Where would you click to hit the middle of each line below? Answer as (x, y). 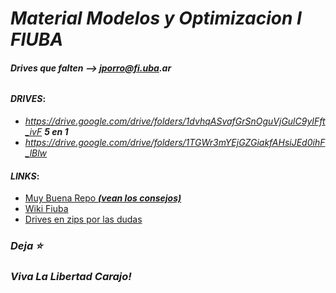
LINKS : (25, 176)
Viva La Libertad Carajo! (71, 277)
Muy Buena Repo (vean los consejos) (103, 198)
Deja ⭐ (26, 246)
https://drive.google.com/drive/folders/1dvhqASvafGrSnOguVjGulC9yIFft (175, 121)
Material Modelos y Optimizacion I (156, 18)
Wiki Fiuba (46, 209)
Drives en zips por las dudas (83, 219)
